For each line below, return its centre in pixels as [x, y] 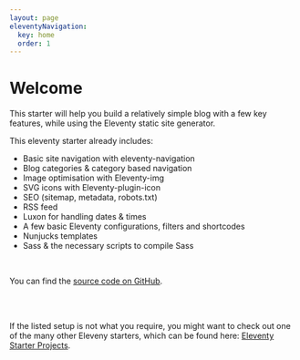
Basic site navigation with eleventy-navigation [109, 159]
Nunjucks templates [60, 236]
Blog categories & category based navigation [107, 169]
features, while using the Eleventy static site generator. [113, 123]
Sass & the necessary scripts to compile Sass [108, 246]
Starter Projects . [40, 345]
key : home [36, 35]
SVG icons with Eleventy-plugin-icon [92, 188]
